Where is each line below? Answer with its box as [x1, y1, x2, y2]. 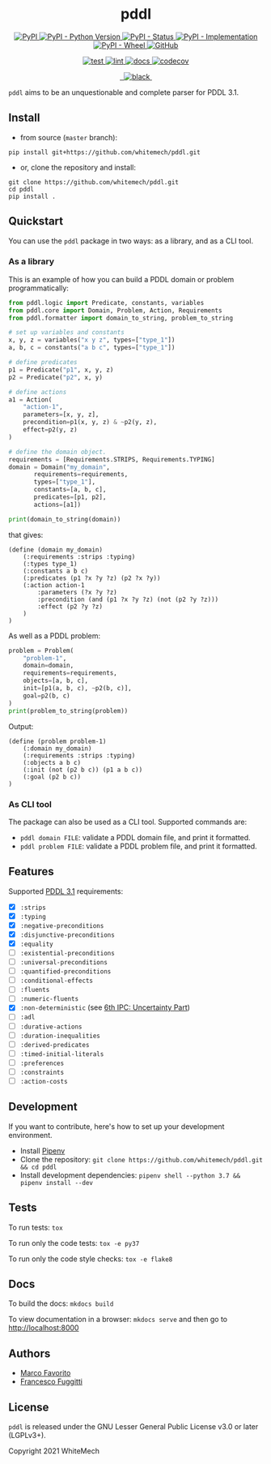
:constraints [19, 1068, 65, 1076]
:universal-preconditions [19, 959, 108, 967]
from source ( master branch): [19, 132, 118, 142]
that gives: [8, 530, 44, 539]
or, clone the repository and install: [19, 162, 136, 172]
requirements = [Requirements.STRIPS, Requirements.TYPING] [8, 455, 216, 463]
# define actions [8, 388, 67, 396]
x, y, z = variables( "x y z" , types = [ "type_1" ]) [8, 336, 176, 345]
